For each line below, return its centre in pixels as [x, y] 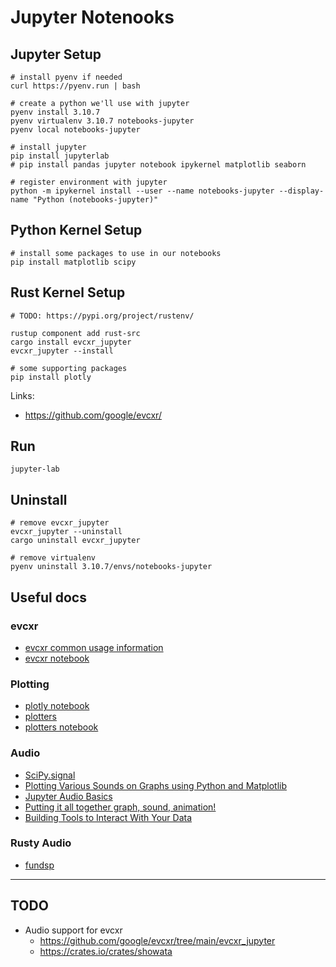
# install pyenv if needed [66, 77]
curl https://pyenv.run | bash [75, 86]
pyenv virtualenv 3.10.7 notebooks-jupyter [102, 121]
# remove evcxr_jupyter [60, 523]
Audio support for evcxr [73, 930]
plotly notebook [57, 706]
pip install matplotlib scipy [73, 262]
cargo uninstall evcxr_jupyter [75, 541]
